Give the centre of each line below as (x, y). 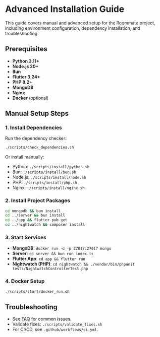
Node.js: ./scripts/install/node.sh (49, 177)
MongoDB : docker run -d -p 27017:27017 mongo (62, 248)
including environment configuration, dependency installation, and (73, 28)
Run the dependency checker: (36, 138)
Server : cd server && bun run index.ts (53, 254)
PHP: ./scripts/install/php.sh (45, 183)
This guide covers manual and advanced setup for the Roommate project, (80, 23)
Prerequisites (26, 49)
